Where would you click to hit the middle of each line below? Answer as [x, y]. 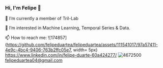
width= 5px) [85, 50]
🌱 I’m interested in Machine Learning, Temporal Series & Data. [68, 28]
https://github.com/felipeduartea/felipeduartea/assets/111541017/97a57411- [82, 45]
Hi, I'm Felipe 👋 [23, 8]
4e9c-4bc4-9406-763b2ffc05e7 [38, 50]
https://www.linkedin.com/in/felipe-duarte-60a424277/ [61, 55]
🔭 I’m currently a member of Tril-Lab [42, 19]
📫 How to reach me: [26, 38]
